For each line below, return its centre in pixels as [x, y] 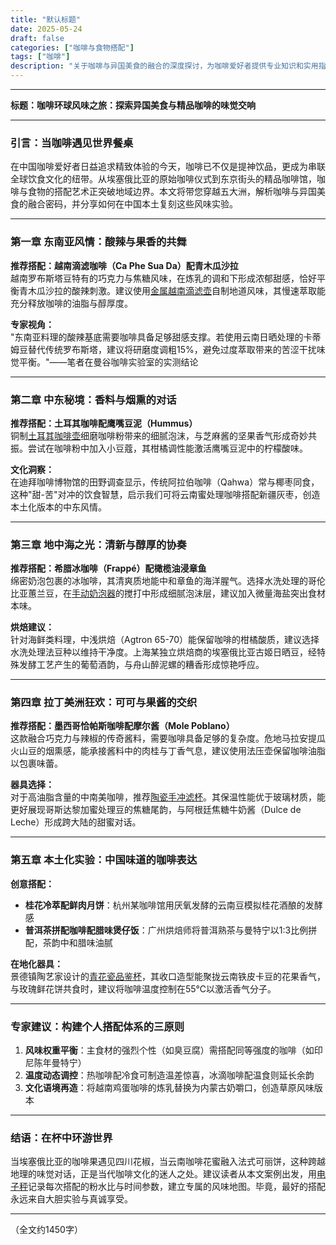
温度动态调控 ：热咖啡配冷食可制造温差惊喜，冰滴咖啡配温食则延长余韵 [169, 1075]
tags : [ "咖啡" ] [40, 57]
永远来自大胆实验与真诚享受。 [71, 1199]
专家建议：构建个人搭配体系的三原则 [97, 1026]
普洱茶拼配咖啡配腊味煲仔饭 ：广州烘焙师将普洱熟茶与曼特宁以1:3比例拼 [171, 930]
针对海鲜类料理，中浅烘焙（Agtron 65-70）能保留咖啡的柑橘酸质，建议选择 [165, 640]
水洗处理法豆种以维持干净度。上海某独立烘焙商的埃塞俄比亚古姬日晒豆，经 [163, 652]
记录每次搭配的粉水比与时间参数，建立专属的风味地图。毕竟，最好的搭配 [177, 1187]
